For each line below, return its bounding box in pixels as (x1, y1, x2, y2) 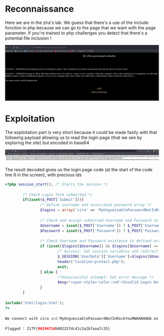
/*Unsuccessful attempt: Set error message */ (57, 275, 154, 280)
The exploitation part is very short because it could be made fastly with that (5, 129, 157, 135)
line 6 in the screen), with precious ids (5, 172, 82, 178)
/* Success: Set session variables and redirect (57, 249, 159, 254)
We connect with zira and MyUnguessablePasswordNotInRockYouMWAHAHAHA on (5, 316, 159, 321)
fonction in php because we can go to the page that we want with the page (5, 24, 156, 30)
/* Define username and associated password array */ (40, 202, 152, 207)
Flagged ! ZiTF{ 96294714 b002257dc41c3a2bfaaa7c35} (5, 326, 110, 331)
